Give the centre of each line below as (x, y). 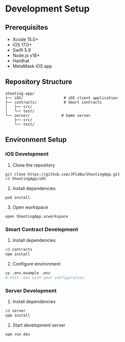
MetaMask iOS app (32, 66)
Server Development (31, 291)
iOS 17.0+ (22, 45)
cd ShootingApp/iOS (26, 179)
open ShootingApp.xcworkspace (37, 217)
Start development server (39, 325)
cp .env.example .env (28, 273)
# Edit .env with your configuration (45, 278)
